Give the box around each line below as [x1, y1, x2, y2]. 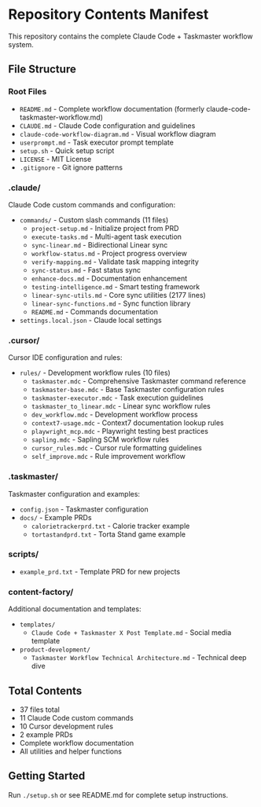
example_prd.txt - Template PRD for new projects [19, 567, 181, 576]
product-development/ [19, 646, 90, 654]
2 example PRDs [19, 729, 73, 739]
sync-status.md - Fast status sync [31, 265, 142, 274]
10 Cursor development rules [19, 721, 114, 731]
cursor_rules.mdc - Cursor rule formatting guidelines [31, 443, 202, 453]
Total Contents [8, 684, 83, 697]
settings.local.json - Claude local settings [19, 315, 163, 325]
